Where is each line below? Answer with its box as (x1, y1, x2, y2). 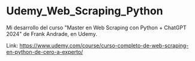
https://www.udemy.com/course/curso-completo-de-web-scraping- (19, 42, 189, 49)
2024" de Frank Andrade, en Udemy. (6, 30, 97, 37)
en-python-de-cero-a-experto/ (6, 48, 83, 55)
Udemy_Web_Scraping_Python (6, 4, 163, 18)
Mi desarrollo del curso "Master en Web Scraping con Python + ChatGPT (6, 24, 187, 31)
